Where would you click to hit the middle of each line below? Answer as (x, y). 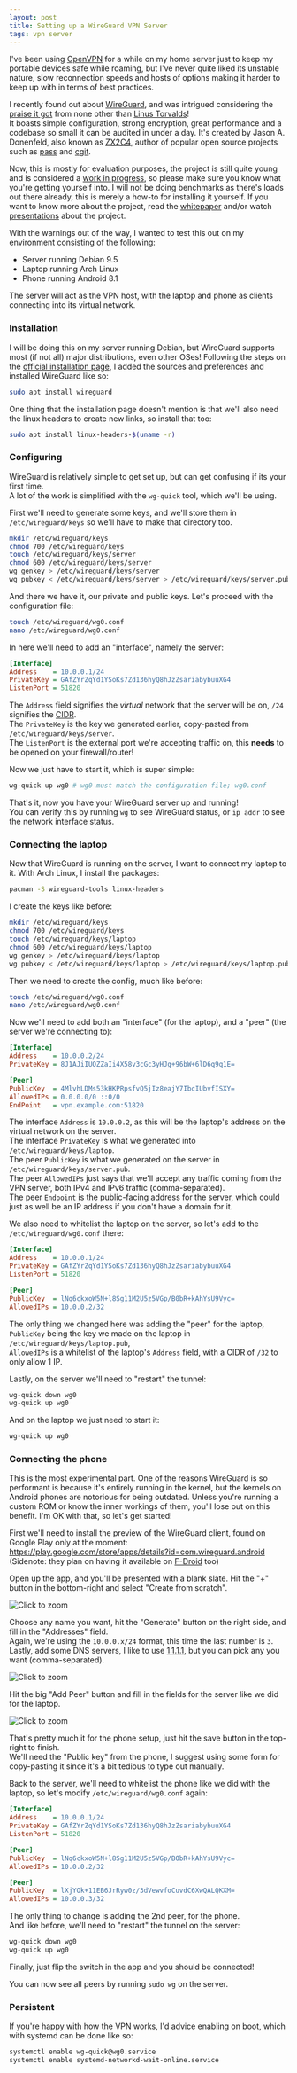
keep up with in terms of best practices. (82, 87)
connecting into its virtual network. (72, 305)
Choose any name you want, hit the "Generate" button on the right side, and (148, 1623)
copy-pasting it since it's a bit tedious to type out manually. (117, 1766)
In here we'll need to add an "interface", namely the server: (116, 647)
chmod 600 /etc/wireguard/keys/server (80, 563)
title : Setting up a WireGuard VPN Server (88, 26)
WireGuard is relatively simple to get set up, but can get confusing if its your (148, 476)
